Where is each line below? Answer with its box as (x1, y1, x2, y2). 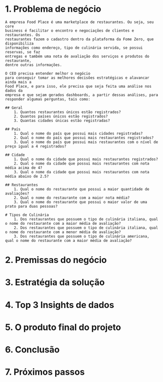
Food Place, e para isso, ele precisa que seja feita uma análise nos (5, 84, 152, 89)
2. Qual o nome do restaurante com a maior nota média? (14, 195, 130, 200)
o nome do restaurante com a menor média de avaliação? (5, 229, 121, 235)
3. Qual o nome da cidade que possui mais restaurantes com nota (14, 169, 150, 174)
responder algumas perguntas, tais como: (5, 96, 91, 101)
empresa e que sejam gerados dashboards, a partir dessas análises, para (5, 92, 159, 97)
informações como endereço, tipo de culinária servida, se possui (5, 45, 143, 50)
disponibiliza (5, 41, 34, 46)
